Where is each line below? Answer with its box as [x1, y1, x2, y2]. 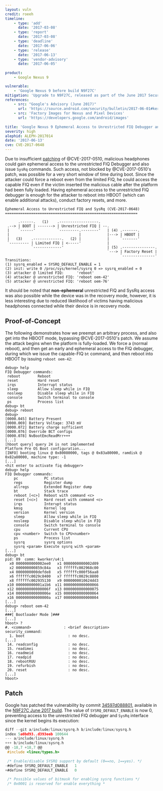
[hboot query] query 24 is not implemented [5, 442, 95, 447]
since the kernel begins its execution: [5, 718, 80, 723]
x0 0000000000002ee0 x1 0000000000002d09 [9, 561, 98, 566]
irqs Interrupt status [7, 382, 73, 387]
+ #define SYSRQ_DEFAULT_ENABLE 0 [5, 768, 77, 773]
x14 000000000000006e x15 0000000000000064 [7, 591, 98, 596]
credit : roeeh [5, 12, 34, 17]
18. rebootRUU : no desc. [7, 659, 90, 664]
